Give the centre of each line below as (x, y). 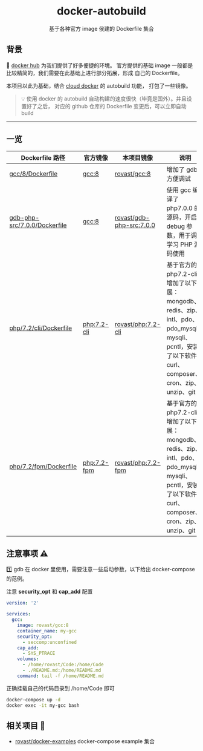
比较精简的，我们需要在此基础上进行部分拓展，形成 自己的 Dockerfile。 (95, 73)
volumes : (28, 659)
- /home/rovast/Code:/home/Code (63, 665)
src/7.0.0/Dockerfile (38, 225)
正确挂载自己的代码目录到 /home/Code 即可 (60, 688)
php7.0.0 (180, 208)
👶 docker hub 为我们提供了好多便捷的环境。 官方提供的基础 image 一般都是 (100, 65)
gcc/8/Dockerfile (34, 174)
